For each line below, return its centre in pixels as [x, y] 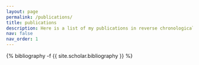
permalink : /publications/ [39, 17]
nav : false [20, 34]
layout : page [22, 12]
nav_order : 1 [22, 39]
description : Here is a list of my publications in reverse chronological [100, 28]
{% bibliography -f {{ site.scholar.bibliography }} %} [70, 56]
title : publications [32, 22]
